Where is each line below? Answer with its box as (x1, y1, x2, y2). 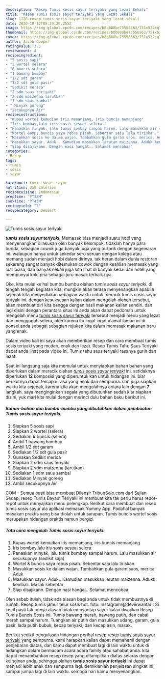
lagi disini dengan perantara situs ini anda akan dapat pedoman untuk (5, 308, 146, 313)
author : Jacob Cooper (5, 39, 50, 44)
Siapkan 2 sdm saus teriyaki (12, 460, 70, 466)
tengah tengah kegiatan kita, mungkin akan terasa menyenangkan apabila (5, 286, 154, 292)
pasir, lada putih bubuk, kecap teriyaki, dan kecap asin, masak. (5, 622, 132, 628)
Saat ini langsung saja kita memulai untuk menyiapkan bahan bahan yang (5, 363, 153, 369)
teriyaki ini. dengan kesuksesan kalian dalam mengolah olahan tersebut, (5, 297, 151, 303)
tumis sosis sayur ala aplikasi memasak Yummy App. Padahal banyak (5, 506, 145, 511)
